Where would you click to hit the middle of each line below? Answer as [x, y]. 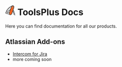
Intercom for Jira [30, 54]
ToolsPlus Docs [50, 12]
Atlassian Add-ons [35, 42]
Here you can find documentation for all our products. [61, 26]
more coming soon [32, 59]
